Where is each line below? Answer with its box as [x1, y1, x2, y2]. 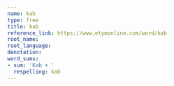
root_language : [7, 42, 52, 49]
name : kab [7, 10, 36, 17]
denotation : [7, 49, 42, 56]
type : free [7, 17, 39, 24]
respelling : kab [13, 68, 61, 75]
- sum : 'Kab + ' [7, 62, 55, 69]
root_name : [7, 36, 39, 43]
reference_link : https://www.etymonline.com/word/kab [7, 29, 168, 37]
